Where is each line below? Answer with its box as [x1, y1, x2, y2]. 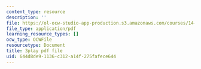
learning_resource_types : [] [6, 31, 79, 37]
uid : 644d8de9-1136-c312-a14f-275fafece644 [6, 53, 117, 59]
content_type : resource [6, 8, 66, 15]
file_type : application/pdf [6, 25, 77, 32]
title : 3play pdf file [6, 48, 63, 54]
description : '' [6, 14, 47, 20]
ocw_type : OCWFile [6, 37, 52, 43]
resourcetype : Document [6, 43, 66, 49]
